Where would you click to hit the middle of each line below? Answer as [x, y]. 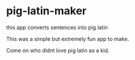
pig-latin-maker [46, 11]
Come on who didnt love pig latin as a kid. [58, 50]
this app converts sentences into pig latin [57, 27]
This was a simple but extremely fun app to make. [68, 39]
